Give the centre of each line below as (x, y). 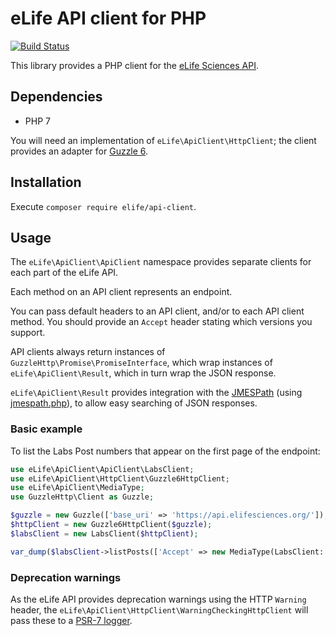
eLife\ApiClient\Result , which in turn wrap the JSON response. (143, 373)
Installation (46, 182)
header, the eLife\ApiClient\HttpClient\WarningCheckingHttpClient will (159, 609)
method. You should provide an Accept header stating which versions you (161, 322)
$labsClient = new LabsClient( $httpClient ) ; (104, 533)
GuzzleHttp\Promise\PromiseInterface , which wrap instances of (141, 363)
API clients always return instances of (88, 352)
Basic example (46, 429)
